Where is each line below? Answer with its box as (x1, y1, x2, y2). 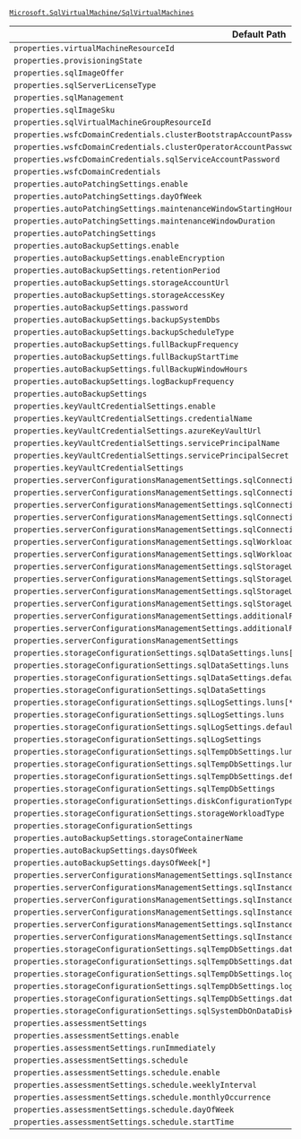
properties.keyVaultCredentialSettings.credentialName (13, 414, 253, 424)
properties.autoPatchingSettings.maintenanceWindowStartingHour (13, 204, 294, 214)
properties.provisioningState (13, 56, 143, 66)
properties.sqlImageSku (13, 105, 116, 115)
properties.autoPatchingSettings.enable (13, 180, 188, 188)
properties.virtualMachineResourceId (13, 43, 175, 53)
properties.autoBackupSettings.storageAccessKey (13, 290, 226, 300)
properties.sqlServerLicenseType (13, 81, 157, 90)
